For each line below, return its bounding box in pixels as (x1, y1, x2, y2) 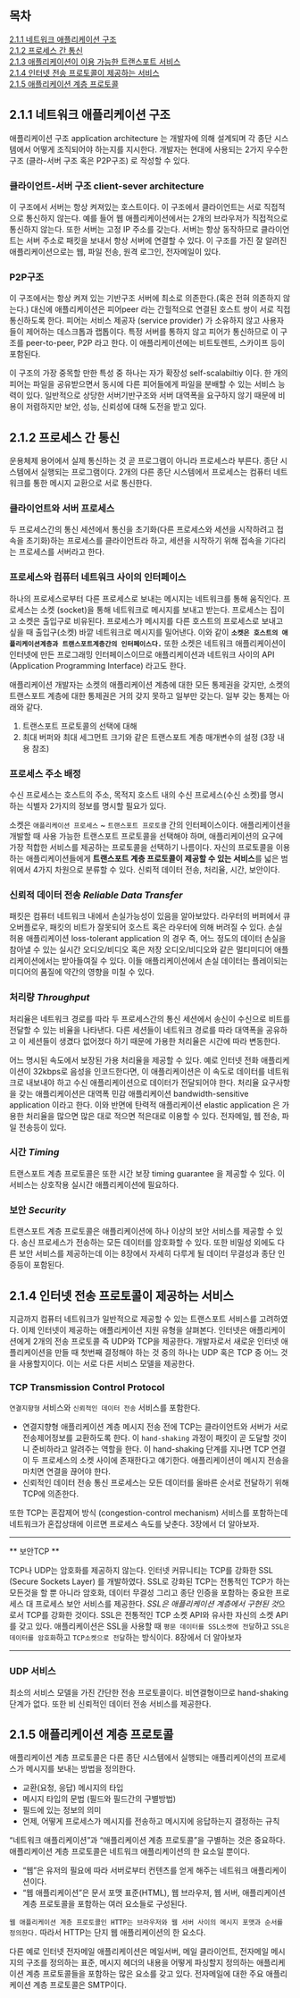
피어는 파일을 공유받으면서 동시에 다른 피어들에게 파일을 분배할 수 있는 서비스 (9, 379, 277, 390)
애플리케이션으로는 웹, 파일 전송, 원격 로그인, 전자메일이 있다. (9, 246, 221, 257)
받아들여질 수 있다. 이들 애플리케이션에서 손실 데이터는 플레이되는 (62, 956, 288, 966)
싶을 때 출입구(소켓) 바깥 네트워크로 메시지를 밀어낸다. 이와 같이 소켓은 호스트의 (9, 627, 279, 637)
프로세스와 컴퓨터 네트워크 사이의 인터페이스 (9, 571, 187, 584)
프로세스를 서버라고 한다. (18, 546, 105, 557)
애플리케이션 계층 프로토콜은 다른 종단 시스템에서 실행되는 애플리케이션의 (9, 1752, 262, 1763)
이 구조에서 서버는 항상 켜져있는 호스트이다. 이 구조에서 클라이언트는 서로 (9, 201, 262, 212)
